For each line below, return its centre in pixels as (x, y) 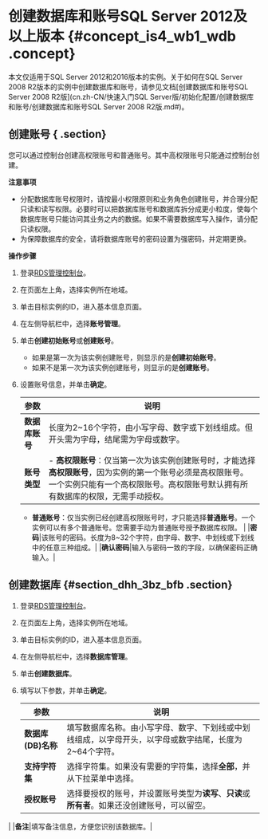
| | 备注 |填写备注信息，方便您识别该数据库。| (81, 826)
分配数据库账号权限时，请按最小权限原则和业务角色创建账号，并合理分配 (138, 199)
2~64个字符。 (93, 751)
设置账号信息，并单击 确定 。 (65, 384)
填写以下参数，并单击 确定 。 (65, 690)
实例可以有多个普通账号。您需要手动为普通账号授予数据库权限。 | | (141, 527)
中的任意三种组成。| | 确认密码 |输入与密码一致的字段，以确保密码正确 (144, 547)
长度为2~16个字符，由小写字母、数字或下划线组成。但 (151, 427)
